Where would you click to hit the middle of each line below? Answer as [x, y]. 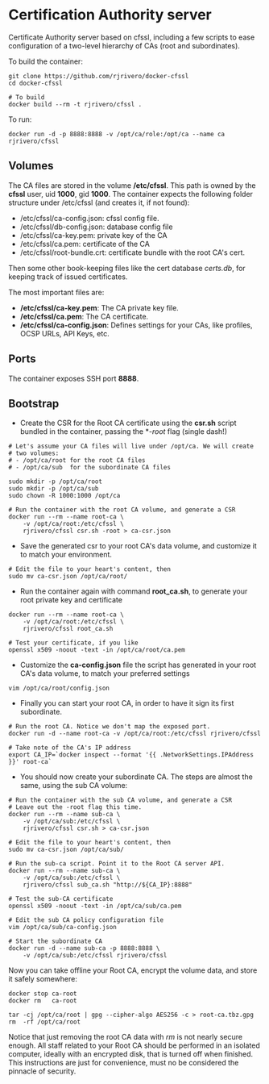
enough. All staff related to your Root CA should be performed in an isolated [134, 1045]
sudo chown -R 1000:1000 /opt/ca [64, 496]
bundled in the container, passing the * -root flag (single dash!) [124, 432]
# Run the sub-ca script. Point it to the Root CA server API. [117, 864]
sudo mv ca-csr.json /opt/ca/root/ [68, 577]
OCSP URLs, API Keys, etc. [65, 333]
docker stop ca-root [43, 994]
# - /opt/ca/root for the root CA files [77, 461]
